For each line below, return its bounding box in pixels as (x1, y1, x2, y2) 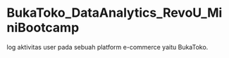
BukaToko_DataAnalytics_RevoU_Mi (6, 5, 223, 21)
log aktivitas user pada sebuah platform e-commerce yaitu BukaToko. (6, 43, 209, 51)
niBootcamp (6, 20, 80, 36)
